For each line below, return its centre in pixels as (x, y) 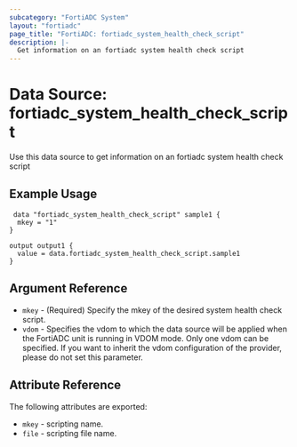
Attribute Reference (65, 385)
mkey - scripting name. (63, 424)
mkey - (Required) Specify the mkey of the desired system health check (152, 310)
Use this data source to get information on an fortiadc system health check (146, 157)
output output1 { (41, 245)
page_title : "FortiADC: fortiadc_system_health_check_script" (127, 34)
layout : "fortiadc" (45, 26)
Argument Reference (68, 288)
